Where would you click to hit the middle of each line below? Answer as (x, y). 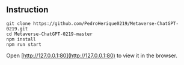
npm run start (24, 44)
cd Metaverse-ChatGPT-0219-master (50, 34)
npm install (21, 39)
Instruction (27, 10)
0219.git (17, 29)
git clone (19, 23)
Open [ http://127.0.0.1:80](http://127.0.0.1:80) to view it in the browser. (92, 55)
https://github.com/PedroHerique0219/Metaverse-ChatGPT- (106, 23)
